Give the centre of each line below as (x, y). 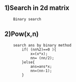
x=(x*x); (39, 54)
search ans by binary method (42, 45)
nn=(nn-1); (41, 71)
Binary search (27, 19)
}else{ (28, 62)
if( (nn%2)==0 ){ (39, 49)
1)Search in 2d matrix (37, 8)
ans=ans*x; (41, 66)
